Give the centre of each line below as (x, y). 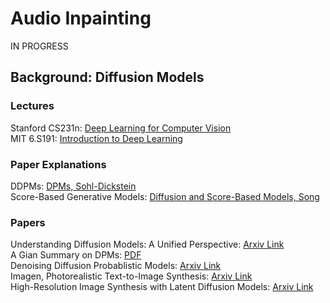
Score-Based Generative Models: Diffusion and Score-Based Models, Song (165, 196)
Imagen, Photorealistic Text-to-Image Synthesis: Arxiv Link (131, 276)
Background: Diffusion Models (107, 77)
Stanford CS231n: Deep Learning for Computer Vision (121, 128)
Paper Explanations (58, 164)
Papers (28, 222)
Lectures (32, 106)
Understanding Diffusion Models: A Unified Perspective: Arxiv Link (147, 244)
